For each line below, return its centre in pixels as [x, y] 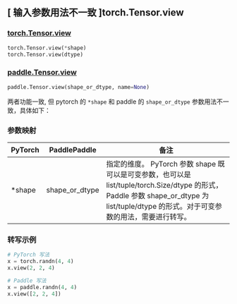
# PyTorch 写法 [29, 255]
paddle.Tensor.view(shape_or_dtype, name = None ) [79, 87]
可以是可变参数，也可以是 [149, 174]
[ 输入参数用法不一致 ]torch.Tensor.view [96, 13]
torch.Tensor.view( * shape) [47, 48]
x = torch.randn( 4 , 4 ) [41, 262]
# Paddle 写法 [27, 281]
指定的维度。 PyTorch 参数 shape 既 [166, 164]
